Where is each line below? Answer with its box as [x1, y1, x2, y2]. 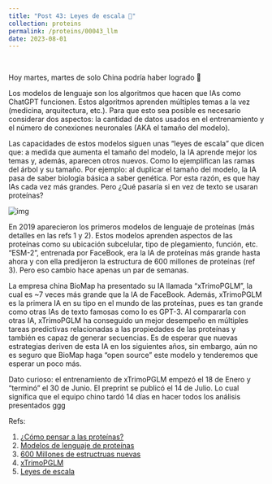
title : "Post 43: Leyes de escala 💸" [8, 11, 136, 20]
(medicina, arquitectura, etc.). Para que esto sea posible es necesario [8, 106, 241, 116]
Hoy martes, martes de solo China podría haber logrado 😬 [8, 72, 201, 82]
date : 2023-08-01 [8, 34, 67, 43]
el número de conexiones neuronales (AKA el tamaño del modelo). [8, 123, 231, 133]
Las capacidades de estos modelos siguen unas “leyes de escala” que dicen [8, 139, 265, 149]
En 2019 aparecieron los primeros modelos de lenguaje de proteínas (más [8, 222, 255, 232]
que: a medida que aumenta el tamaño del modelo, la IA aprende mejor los [8, 147, 257, 157]
